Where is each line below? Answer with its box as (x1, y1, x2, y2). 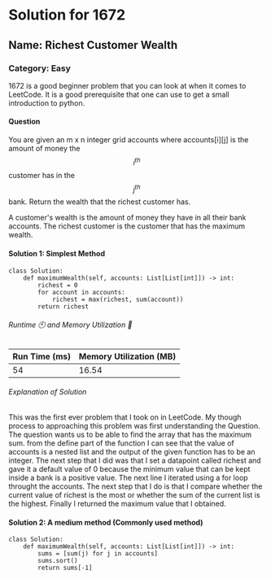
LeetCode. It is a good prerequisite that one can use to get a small (8, 89, 229, 99)
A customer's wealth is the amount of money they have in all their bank (8, 213, 247, 223)
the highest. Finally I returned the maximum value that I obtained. (8, 498, 226, 508)
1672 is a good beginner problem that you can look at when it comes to (8, 81, 247, 90)
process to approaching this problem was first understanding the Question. (8, 421, 260, 430)
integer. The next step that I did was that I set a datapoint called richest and (8, 455, 262, 465)
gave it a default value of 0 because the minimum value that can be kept (8, 464, 251, 473)
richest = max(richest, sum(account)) (51, 295, 184, 303)
